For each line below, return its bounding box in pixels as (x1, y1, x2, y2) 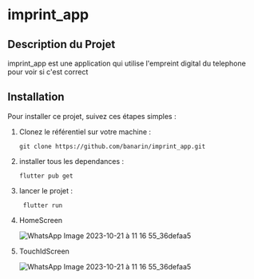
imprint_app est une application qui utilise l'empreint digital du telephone (7, 58, 247, 68)
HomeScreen (18, 215, 63, 225)
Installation (7, 90, 65, 104)
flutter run (22, 201, 63, 209)
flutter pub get (18, 172, 73, 180)
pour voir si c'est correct (7, 67, 89, 77)
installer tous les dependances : (18, 156, 125, 165)
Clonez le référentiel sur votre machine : (18, 126, 152, 137)
